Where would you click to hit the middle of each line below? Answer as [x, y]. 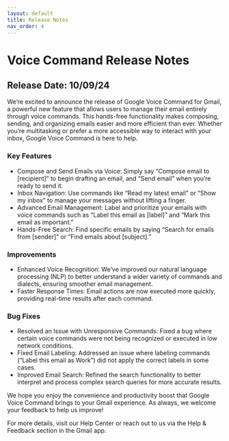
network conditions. [45, 346]
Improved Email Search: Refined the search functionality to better [109, 375]
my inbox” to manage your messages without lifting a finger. [102, 200]
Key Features [30, 156]
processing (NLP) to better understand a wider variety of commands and [119, 276]
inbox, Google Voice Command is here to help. [72, 139]
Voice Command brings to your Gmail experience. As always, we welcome [112, 403]
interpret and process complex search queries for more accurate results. [119, 382]
